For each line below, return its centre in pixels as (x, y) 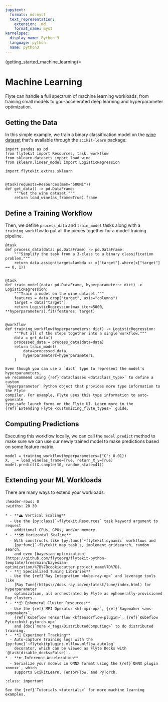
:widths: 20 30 (21, 506)
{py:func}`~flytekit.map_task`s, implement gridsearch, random (82, 545)
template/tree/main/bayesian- (37, 562)
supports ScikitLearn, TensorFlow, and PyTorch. (66, 672)
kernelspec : (18, 33)
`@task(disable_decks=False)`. (38, 653)
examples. (16, 694)
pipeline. (14, 236)
